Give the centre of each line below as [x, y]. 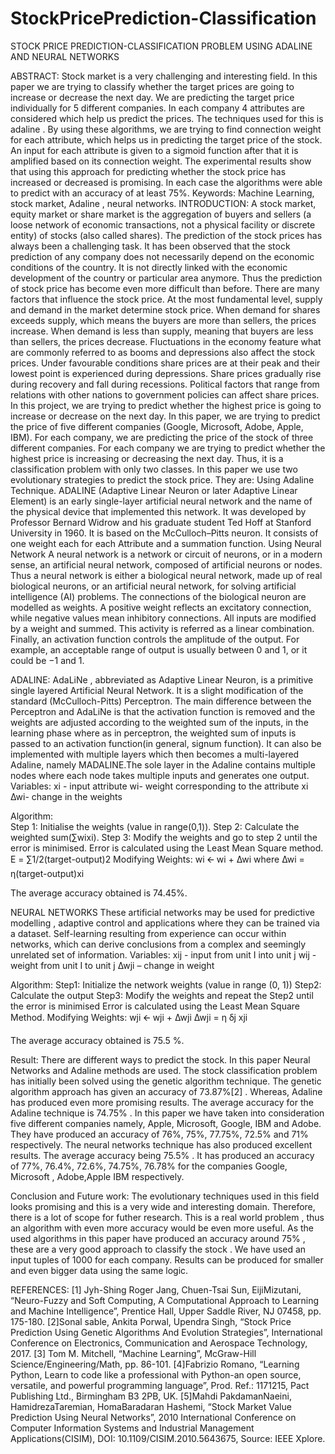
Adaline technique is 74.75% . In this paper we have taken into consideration [167, 1113]
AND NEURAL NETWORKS [65, 56]
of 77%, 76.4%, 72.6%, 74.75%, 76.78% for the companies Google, [149, 1166]
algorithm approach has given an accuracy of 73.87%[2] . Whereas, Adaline [166, 1091]
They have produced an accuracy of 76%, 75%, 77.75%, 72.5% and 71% [159, 1134]
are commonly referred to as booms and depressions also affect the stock [163, 352]
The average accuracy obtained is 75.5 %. [97, 1040]
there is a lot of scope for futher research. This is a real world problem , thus [167, 1217]
